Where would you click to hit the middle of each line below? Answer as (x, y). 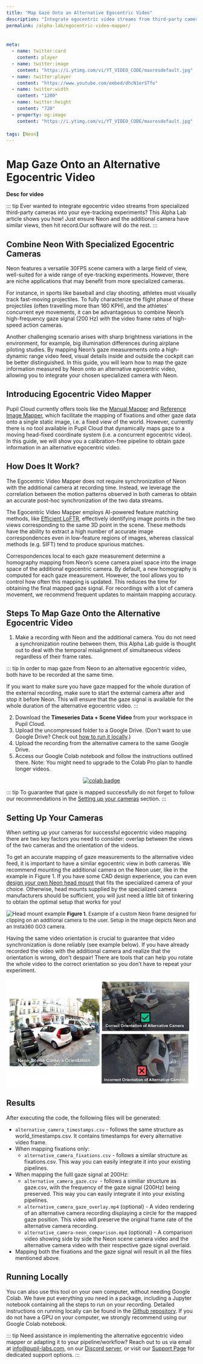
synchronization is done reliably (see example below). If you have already (98, 945)
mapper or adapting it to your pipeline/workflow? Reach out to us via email (99, 1342)
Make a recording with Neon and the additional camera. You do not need (105, 638)
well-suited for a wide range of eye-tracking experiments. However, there (98, 275)
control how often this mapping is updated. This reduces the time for (92, 581)
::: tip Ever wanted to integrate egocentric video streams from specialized (98, 206)
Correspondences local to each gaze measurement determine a (85, 556)
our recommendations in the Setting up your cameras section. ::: (86, 799)
